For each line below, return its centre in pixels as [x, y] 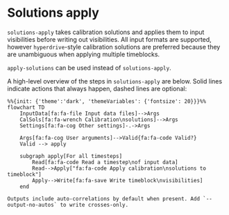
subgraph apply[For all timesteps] [71, 156]
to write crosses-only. [94, 205]
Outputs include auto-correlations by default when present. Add [103, 199]
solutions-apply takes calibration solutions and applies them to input [106, 32]
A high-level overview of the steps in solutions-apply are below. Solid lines [115, 81]
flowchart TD [26, 107]
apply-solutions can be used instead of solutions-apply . [89, 67]
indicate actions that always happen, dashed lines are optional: [97, 88]
